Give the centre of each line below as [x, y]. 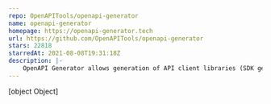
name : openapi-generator [50, 23]
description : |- [35, 61]
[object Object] [33, 91]
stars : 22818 [30, 46]
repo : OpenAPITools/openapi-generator [73, 16]
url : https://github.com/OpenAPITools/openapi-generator [106, 38]
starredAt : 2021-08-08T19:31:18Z [65, 53]
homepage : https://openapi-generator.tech [81, 31]
